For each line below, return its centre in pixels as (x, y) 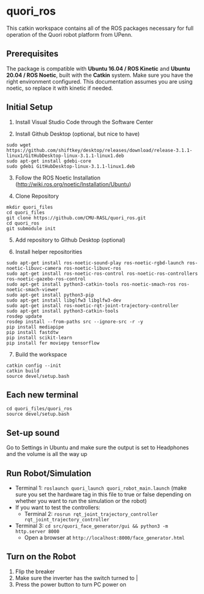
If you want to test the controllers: (58, 507)
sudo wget (19, 145)
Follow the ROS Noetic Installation (58, 178)
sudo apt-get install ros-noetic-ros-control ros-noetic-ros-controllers (102, 273)
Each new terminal (42, 395)
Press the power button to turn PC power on (71, 584)
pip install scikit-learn (39, 338)
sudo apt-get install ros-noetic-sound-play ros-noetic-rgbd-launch (95, 263)
